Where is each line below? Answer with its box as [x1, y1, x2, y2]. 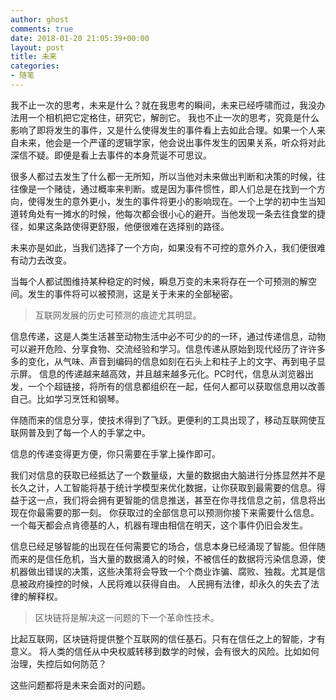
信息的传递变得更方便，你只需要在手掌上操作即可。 [10, 447, 221, 460]
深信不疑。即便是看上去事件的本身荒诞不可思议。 [10, 149, 212, 161]
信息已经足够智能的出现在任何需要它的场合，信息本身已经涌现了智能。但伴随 [10, 540, 326, 552]
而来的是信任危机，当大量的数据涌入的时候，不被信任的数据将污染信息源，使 [10, 552, 326, 565]
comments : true [10, 24, 74, 34]
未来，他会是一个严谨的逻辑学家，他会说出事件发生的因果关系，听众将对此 [18, 136, 326, 148]
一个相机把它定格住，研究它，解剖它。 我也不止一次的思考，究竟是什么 [27, 111, 320, 123]
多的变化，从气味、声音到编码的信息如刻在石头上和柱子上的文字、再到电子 [10, 355, 317, 367]
